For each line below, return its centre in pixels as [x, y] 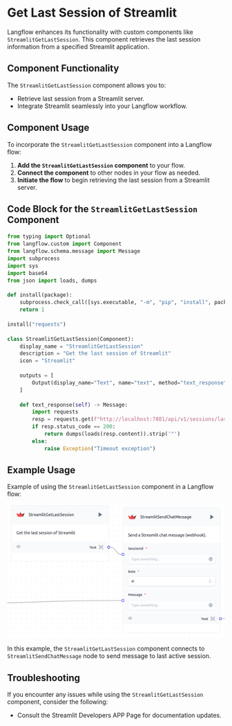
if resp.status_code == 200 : [74, 427]
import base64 [28, 273]
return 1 [32, 310]
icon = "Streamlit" [48, 361]
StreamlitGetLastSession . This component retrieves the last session [104, 39]
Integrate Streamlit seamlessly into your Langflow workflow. [102, 106]
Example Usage [41, 470]
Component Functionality [63, 68]
